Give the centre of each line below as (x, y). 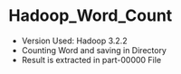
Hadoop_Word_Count (90, 16)
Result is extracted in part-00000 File (91, 60)
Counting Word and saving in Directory (94, 50)
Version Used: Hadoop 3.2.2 (74, 41)
